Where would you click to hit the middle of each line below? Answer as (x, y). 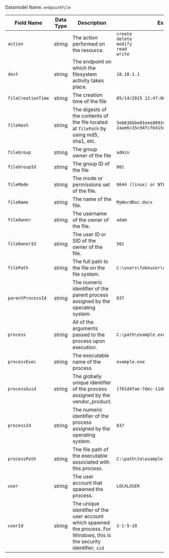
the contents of (90, 116)
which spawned (91, 522)
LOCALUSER (128, 486)
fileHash (18, 125)
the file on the (89, 268)
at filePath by (89, 128)
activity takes (88, 80)
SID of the (84, 241)
